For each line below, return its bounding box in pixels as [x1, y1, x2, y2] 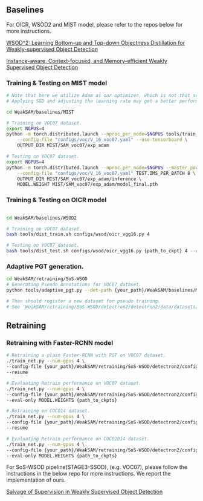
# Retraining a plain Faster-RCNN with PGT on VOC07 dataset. [6, 352, 166, 359]
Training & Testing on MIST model [6, 79, 108, 87]
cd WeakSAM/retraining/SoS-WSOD [6, 276, 88, 282]
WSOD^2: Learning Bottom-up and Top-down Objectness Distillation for [6, 39, 185, 46]
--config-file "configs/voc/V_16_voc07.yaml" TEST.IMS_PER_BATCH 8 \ [17, 170, 196, 176]
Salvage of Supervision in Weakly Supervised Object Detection [6, 488, 163, 496]
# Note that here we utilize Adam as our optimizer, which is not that [6, 93, 190, 99]
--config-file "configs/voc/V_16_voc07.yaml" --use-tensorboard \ [17, 137, 188, 143]
